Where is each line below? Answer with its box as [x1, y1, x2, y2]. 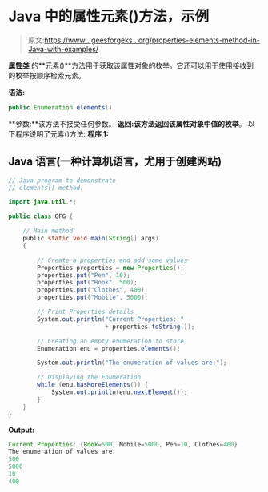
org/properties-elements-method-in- [138, 35, 260, 45]
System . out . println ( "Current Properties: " [37, 315, 184, 323]
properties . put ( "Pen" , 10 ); [37, 271, 130, 280]
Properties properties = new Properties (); [37, 264, 184, 272]
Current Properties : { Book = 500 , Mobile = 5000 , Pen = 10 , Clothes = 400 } [8, 440, 238, 448]
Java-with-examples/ [27, 44, 98, 54]
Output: [8, 425, 34, 434]
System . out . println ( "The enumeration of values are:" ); [37, 359, 227, 367]
